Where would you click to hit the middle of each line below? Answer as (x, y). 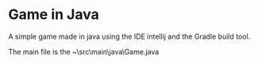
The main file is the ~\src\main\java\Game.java (84, 51)
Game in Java (54, 15)
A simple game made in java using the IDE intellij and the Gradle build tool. (129, 36)
